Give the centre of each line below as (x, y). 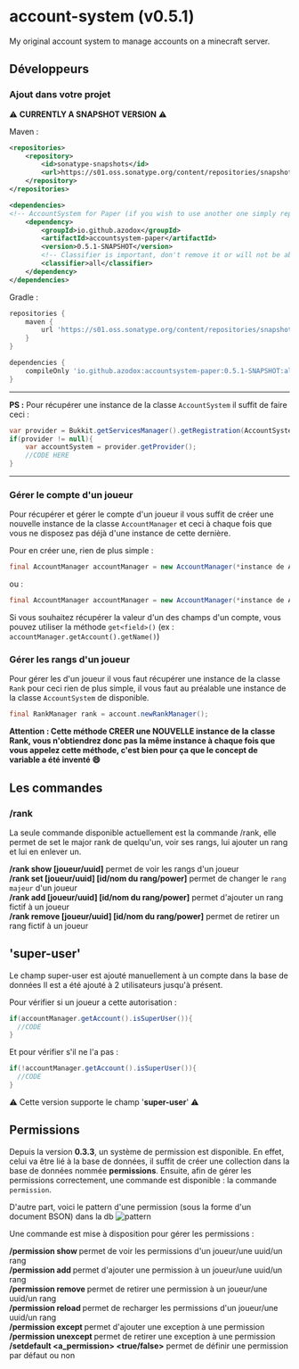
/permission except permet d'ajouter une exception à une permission (137, 1326)
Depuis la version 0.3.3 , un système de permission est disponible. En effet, (147, 1151)
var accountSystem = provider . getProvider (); (111, 447)
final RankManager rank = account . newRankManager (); (109, 714)
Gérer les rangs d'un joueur (70, 660)
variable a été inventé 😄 (55, 759)
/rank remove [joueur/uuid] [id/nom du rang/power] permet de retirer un (145, 916)
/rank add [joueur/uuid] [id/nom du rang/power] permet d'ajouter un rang (146, 897)
